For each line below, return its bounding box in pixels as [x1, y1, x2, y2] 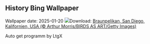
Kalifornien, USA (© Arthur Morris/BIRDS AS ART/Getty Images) [5, 23, 136, 29]
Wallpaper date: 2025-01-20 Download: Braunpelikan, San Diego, [5, 17, 145, 24]
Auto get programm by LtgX [5, 32, 62, 39]
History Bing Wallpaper [5, 4, 79, 12]
